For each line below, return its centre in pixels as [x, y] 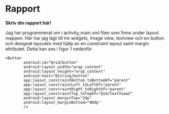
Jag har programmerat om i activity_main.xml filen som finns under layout [82, 32]
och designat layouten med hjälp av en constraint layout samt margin [77, 43]
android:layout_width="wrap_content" [63, 67]
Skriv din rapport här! [28, 23]
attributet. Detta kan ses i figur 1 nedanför [49, 49]
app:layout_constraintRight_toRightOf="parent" [75, 89]
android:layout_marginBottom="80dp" [62, 102]
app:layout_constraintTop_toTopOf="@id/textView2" [78, 93]
